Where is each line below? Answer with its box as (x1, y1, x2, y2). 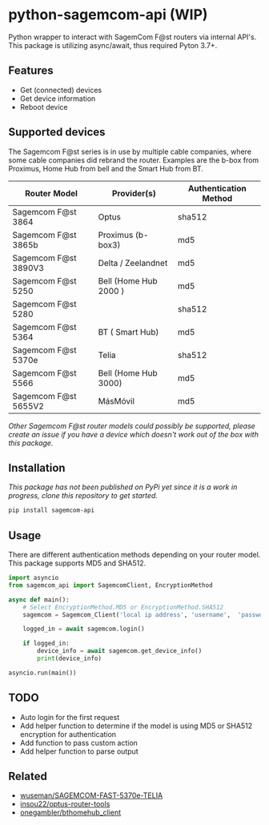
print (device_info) (37, 654, 102, 662)
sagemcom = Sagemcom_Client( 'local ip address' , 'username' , (22, 610, 231, 618)
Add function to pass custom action (19, 738, 139, 747)
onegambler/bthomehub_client (19, 807, 122, 818)
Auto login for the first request (19, 712, 120, 722)
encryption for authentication (19, 729, 117, 738)
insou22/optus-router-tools (19, 799, 110, 809)
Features (8, 64, 54, 78)
